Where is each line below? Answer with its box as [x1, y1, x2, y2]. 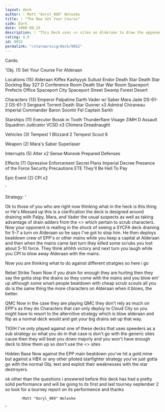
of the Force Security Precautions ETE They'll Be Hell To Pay [5, 165, 128, 171]
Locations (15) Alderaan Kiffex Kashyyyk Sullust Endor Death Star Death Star [5, 76, 160, 82]
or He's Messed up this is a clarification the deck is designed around [5, 208, 144, 214]
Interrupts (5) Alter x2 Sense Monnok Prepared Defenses [5, 150, 120, 156]
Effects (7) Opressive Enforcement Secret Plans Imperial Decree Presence [5, 160, 155, 166]
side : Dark [5, 21, 27, 26]
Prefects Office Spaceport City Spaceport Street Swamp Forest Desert [5, 87, 148, 93]
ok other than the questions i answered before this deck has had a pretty [5, 376, 152, 382]
